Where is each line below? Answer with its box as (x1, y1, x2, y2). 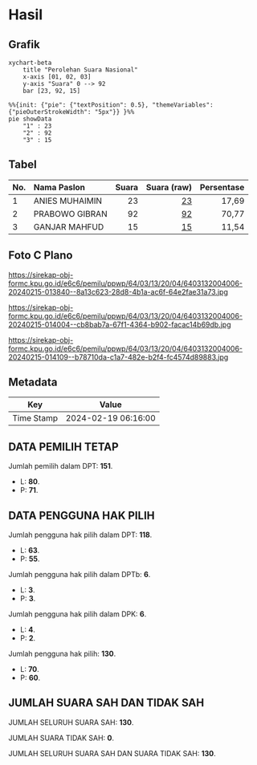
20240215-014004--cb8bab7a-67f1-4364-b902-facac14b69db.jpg (8, 319, 231, 329)
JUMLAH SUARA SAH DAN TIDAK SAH (8, 696, 205, 710)
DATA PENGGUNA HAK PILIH (8, 508, 155, 523)
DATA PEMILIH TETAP (8, 440, 119, 454)
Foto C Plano (8, 249, 73, 262)
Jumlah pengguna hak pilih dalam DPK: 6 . (8, 609, 147, 619)
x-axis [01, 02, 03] (22, 73, 92, 81)
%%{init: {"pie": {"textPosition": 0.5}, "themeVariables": (8, 101, 214, 109)
